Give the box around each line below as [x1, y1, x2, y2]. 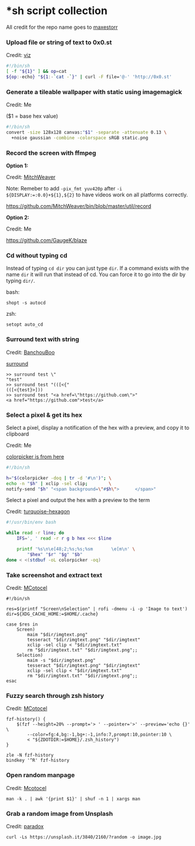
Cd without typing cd [6, 252, 68, 259]
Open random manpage [6, 771, 75, 780]
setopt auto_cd [6, 322, 43, 327]
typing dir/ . [6, 277, 35, 285]
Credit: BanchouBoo [6, 349, 55, 356]
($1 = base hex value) [6, 113, 59, 120]
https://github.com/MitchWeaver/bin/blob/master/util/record [6, 203, 152, 210]
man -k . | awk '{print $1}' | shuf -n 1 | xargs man [6, 795, 141, 802]
